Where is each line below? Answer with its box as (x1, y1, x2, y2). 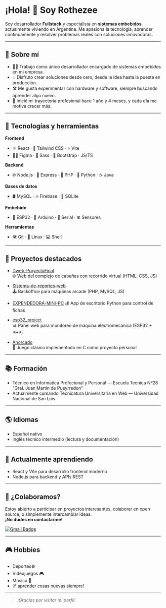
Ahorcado (12, 339, 33, 345)
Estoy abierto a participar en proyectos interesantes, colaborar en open (5, 506, 151, 512)
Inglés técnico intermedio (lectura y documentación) (12, 436, 120, 442)
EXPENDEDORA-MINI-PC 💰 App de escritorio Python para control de (12, 300, 154, 306)
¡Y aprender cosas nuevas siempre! (12, 583, 84, 589)
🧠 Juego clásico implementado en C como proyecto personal (12, 345, 137, 351)
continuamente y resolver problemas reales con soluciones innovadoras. (5, 31, 153, 37)
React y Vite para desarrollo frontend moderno (12, 468, 108, 474)
